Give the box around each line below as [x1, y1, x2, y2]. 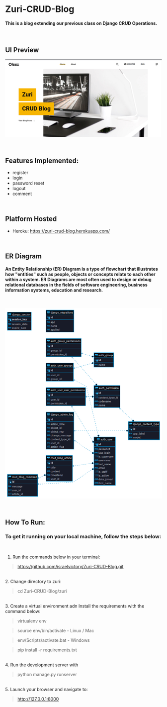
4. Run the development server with [5, 662, 79, 668]
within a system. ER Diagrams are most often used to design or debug [5, 276, 152, 282]
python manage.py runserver [17, 672, 77, 677]
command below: [5, 608, 41, 614]
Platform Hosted [5, 215, 57, 223]
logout [12, 186, 26, 192]
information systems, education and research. [5, 287, 103, 293]
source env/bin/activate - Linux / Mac [17, 628, 94, 633]
